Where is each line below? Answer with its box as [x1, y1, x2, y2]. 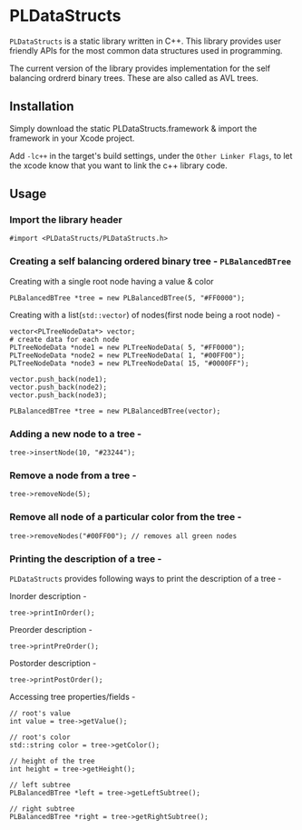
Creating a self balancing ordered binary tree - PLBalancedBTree [9, 255, 292, 268]
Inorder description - [9, 590, 87, 601]
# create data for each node [9, 335, 120, 344]
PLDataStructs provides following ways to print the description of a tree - [9, 573, 282, 584]
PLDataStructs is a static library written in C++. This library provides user [9, 35, 282, 46]
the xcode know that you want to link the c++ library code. [9, 160, 229, 171]
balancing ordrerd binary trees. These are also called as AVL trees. [9, 72, 258, 83]
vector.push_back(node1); [9, 375, 107, 384]
